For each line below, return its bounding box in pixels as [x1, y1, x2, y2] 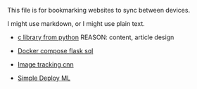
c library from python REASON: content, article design [17, 33, 174, 41]
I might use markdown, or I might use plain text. [7, 20, 146, 27]
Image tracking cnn [17, 60, 74, 69]
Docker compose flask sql [17, 47, 94, 55]
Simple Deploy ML [17, 74, 71, 82]
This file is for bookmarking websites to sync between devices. [7, 6, 191, 14]
